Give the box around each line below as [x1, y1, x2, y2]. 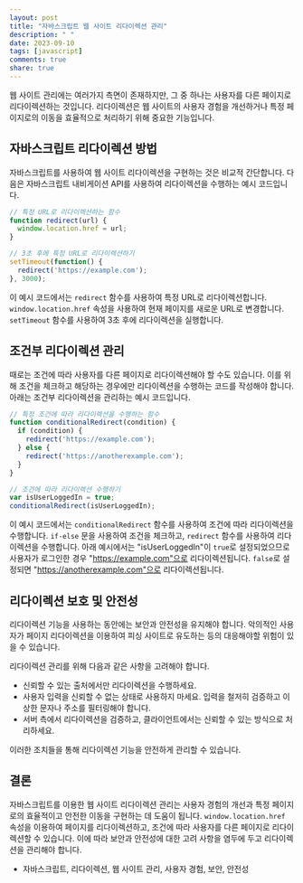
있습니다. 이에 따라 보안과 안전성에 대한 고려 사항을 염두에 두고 [43, 832, 262, 843]
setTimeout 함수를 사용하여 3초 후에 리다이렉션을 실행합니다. [9, 314, 224, 325]
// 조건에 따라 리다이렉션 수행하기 [9, 484, 121, 493]
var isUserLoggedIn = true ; [9, 493, 116, 503]
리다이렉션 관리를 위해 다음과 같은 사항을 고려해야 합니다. [9, 661, 210, 672]
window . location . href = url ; [17, 224, 128, 233]
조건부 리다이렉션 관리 [9, 343, 125, 359]
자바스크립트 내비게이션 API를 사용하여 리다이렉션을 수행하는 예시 [25, 178, 257, 189]
